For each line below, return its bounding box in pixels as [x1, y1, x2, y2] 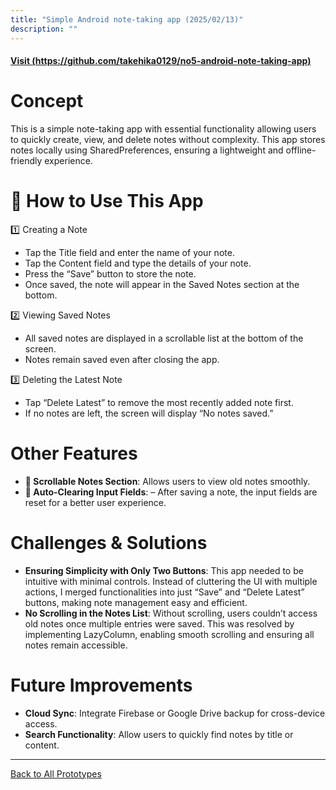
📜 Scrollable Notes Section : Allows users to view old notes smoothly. [24, 475, 311, 487]
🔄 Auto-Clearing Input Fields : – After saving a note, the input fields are [24, 486, 318, 498]
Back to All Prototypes [10, 767, 102, 780]
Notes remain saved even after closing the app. [24, 353, 220, 365]
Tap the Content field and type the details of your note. [24, 257, 252, 269]
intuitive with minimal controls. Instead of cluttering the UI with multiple [24, 575, 318, 587]
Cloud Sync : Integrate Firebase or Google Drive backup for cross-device [24, 707, 326, 719]
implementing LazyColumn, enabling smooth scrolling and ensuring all [24, 628, 315, 640]
